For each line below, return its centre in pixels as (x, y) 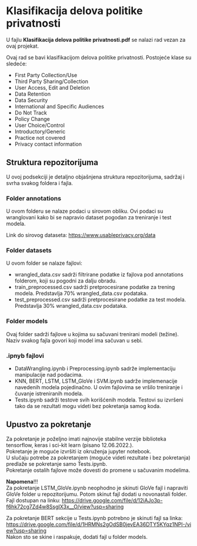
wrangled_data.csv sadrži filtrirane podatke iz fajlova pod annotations (99, 275)
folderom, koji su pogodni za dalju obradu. (66, 281)
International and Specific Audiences (59, 106)
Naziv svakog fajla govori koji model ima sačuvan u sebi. (74, 340)
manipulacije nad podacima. (49, 374)
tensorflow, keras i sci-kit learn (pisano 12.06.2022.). (70, 445)
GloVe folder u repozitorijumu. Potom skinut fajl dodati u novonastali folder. (96, 494)
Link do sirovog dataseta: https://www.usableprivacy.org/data (81, 235)
